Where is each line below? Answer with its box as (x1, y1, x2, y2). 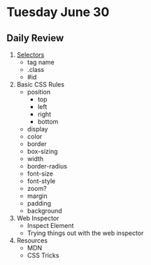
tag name (27, 58, 55, 66)
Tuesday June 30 (6, 4, 110, 20)
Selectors (16, 50, 45, 59)
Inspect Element (27, 222, 74, 229)
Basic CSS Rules (16, 80, 64, 88)
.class (27, 66, 45, 73)
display (27, 125, 48, 133)
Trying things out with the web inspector (27, 229, 144, 237)
